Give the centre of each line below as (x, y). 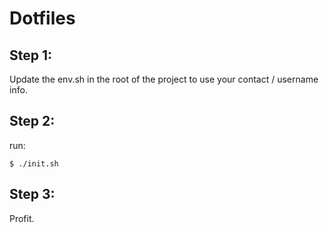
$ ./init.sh (34, 163)
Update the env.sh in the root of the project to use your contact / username (164, 79)
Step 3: (32, 194)
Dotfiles (42, 18)
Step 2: (32, 121)
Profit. (22, 218)
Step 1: (31, 55)
